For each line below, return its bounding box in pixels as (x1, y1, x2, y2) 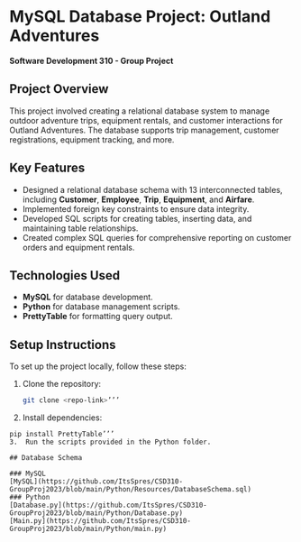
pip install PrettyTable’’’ (9, 430, 115, 439)
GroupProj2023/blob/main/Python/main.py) (9, 525, 168, 534)
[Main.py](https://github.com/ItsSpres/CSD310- (9, 517, 192, 526)
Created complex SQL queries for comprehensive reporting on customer (22, 232, 292, 243)
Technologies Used (9, 268, 120, 283)
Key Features (9, 161, 86, 176)
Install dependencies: (22, 412, 103, 423)
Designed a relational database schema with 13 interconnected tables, (22, 184, 283, 195)
